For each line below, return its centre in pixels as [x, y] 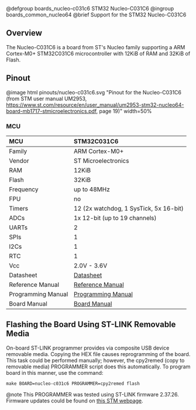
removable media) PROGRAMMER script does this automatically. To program [98, 367]
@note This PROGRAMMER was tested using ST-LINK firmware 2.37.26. [93, 394]
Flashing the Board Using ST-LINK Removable [91, 325]
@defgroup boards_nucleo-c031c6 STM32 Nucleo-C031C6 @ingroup [90, 9]
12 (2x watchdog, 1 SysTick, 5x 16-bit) [129, 208]
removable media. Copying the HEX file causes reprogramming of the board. [98, 354]
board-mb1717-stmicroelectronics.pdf [51, 111]
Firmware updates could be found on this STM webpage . [75, 401]
